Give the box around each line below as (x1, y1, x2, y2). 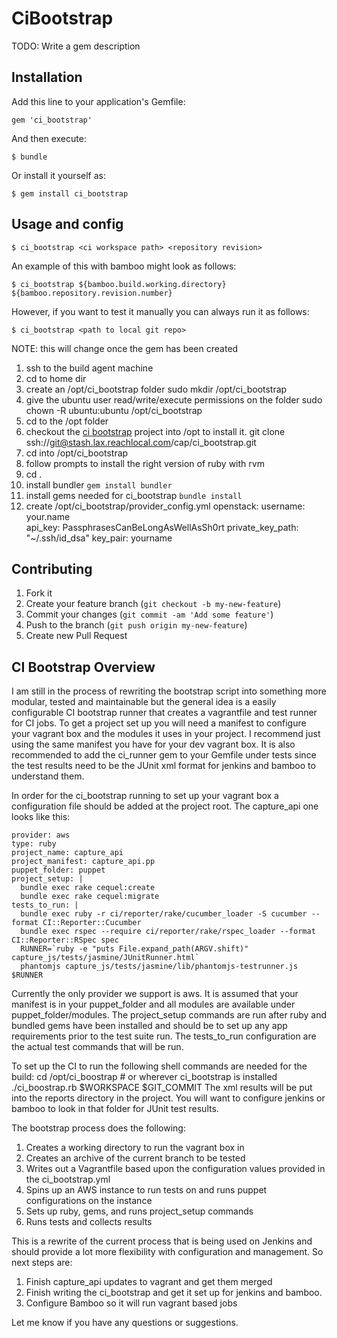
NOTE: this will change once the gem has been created (11, 342, 239, 354)
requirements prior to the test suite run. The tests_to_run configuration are (11, 1030, 317, 1042)
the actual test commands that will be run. (11, 1041, 184, 1053)
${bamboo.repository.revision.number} (11, 288, 173, 298)
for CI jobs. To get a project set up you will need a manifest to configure (11, 717, 307, 729)
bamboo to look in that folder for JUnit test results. (11, 1103, 219, 1115)
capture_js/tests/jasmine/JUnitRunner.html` (11, 953, 200, 963)
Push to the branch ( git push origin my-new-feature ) (25, 619, 248, 631)
